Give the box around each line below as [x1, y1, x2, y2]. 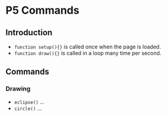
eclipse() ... [14, 98, 45, 105]
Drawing [5, 85, 31, 93]
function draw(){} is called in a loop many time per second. [14, 50, 162, 57]
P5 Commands [5, 4, 80, 17]
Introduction [5, 27, 53, 38]
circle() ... [14, 104, 42, 112]
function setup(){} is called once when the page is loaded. [14, 43, 161, 50]
